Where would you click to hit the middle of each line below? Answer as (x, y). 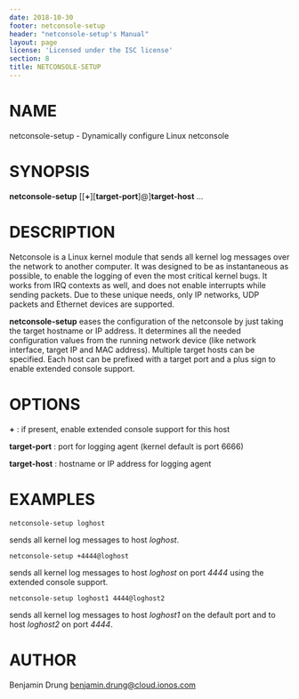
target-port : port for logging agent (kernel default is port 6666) (126, 446)
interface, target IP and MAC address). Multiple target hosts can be (132, 349)
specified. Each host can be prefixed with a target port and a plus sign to (142, 359)
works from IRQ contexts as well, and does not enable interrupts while (138, 285)
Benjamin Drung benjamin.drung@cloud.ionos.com (103, 685)
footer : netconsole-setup (57, 26)
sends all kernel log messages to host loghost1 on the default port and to (142, 615)
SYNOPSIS (50, 172)
